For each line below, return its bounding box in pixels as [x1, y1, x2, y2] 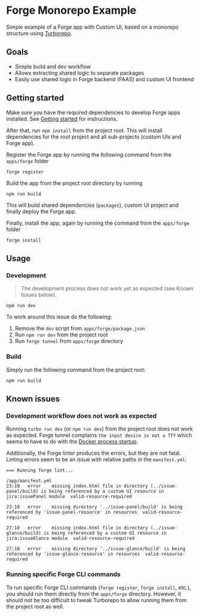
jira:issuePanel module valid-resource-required [6, 494, 133, 499]
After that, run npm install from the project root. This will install [6, 127, 163, 134]
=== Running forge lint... [6, 467, 73, 474]
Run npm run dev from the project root [14, 331, 109, 338]
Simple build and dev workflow [14, 63, 91, 70]
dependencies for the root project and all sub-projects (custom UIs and [6, 133, 181, 140]
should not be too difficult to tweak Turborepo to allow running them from [6, 596, 187, 603]
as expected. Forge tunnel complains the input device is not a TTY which [6, 431, 192, 439]
